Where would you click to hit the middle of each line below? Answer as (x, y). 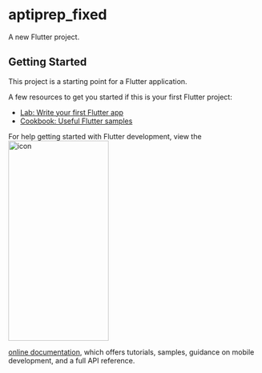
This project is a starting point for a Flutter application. (98, 81)
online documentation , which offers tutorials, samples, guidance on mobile (131, 352)
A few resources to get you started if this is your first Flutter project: (120, 97)
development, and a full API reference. (72, 360)
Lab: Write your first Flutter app (72, 112)
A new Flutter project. (44, 37)
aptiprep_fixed (58, 15)
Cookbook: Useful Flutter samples (76, 121)
